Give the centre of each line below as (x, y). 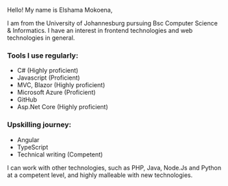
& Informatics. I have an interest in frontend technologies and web (100, 31)
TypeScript (33, 147)
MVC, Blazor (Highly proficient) (61, 85)
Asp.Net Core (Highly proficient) (62, 107)
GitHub (27, 100)
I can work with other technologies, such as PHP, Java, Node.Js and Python (114, 167)
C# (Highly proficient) (48, 71)
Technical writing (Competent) (60, 154)
